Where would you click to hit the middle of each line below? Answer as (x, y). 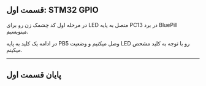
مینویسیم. (17, 31)
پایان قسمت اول (34, 75)
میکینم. (14, 50)
